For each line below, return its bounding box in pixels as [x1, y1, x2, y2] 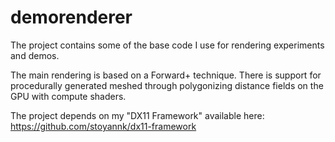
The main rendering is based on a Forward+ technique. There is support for [10, 69, 322, 81]
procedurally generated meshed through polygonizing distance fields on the [10, 79, 324, 91]
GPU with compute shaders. [10, 90, 127, 102]
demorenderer [10, 6, 133, 29]
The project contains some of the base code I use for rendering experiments [10, 39, 325, 51]
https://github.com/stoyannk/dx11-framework [10, 120, 197, 132]
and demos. [10, 49, 60, 61]
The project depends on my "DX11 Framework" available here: [10, 109, 265, 121]
